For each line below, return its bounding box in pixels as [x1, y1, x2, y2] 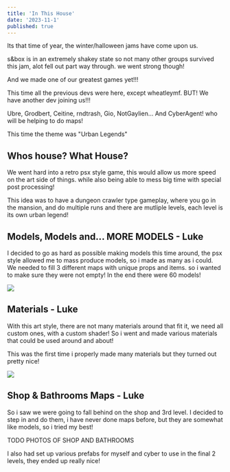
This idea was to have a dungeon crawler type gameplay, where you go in [7, 196, 216, 205]
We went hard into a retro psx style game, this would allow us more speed [7, 168, 216, 177]
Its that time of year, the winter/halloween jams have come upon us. [7, 42, 198, 50]
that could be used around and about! [7, 336, 114, 344]
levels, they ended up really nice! [7, 456, 101, 464]
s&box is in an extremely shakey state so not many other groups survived [7, 55, 214, 63]
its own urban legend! [7, 211, 69, 219]
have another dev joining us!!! [7, 96, 91, 104]
